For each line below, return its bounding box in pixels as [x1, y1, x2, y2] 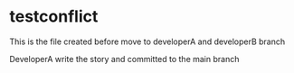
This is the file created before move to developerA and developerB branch [9, 36, 286, 47]
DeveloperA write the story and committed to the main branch [9, 53, 240, 64]
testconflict [9, 6, 99, 27]
